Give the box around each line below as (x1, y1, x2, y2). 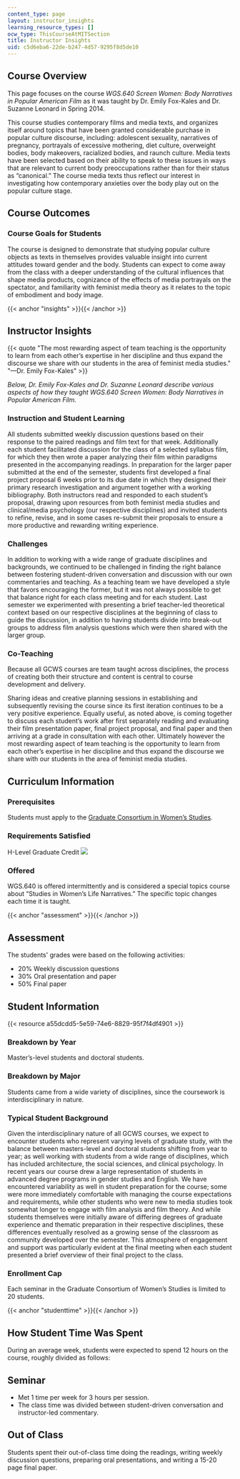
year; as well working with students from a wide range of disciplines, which (7, 1152, 229, 1160)
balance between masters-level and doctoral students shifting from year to (7, 1145, 228, 1152)
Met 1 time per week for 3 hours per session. (17, 1393, 150, 1401)
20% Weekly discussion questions (17, 965, 120, 973)
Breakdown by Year (7, 1037, 76, 1047)
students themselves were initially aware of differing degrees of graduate (7, 1212, 223, 1221)
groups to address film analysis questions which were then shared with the (7, 623, 228, 632)
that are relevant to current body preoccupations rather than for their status (7, 164, 230, 172)
